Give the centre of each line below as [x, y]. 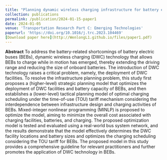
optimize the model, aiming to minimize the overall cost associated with [78, 115]
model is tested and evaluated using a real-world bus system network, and [82, 125]
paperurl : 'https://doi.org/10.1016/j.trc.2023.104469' [64, 33]
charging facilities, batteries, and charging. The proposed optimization [77, 120]
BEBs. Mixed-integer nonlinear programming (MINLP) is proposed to [75, 109]
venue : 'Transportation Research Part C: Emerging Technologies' [74, 28]
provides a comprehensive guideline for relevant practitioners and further [80, 147]
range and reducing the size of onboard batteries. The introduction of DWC [82, 67]
